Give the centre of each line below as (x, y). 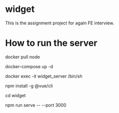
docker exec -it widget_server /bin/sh (44, 76)
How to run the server (51, 43)
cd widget (15, 95)
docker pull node (22, 57)
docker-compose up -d (29, 66)
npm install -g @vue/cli (29, 86)
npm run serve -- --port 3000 (36, 105)
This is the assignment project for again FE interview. (60, 23)
